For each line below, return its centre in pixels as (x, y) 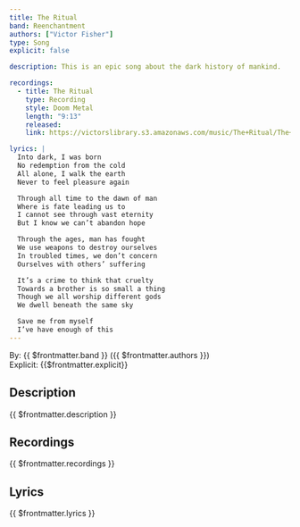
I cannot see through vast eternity (85, 215)
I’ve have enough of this (66, 330)
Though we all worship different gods (90, 297)
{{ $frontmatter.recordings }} (62, 464)
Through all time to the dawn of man (87, 198)
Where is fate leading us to (71, 206)
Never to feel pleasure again (73, 182)
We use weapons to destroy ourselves (87, 247)
